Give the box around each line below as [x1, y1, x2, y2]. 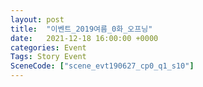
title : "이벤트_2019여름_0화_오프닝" [10, 24, 153, 34]
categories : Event [10, 42, 87, 53]
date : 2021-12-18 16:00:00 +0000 [10, 33, 159, 43]
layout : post [10, 14, 65, 25]
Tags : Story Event [10, 52, 87, 62]
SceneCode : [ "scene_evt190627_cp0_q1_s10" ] [10, 61, 195, 71]
